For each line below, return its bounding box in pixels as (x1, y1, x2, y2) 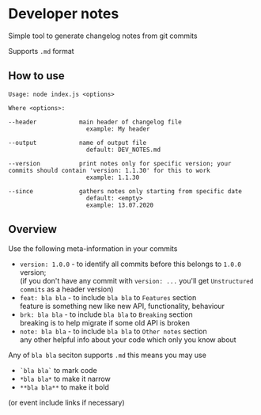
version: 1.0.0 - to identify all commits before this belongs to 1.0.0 (19, 259, 242, 268)
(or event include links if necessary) (8, 398, 125, 407)
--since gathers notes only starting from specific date (8, 187, 243, 195)
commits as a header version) (19, 284, 114, 294)
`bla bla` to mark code (19, 365, 97, 375)
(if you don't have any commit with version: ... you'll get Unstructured (19, 276, 254, 285)
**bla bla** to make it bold (19, 382, 109, 392)
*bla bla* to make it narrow (19, 374, 111, 383)
